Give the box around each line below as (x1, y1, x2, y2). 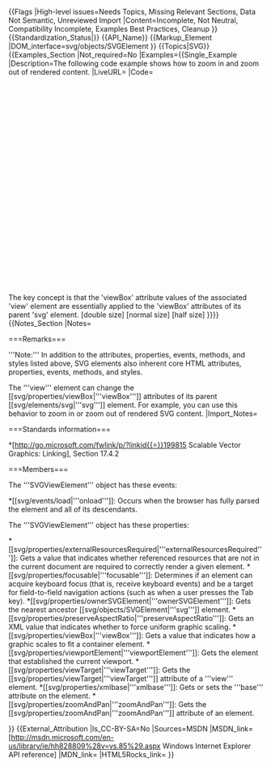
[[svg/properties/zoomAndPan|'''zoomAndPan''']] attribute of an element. (8, 709, 255, 718)
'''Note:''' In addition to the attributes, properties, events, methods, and (8, 350, 245, 359)
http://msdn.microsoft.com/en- (11, 733, 115, 742)
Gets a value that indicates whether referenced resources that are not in (19, 553, 260, 563)
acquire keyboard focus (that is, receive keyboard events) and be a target (8, 579, 253, 589)
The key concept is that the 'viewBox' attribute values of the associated (8, 293, 248, 302)
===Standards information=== (8, 425, 111, 434)
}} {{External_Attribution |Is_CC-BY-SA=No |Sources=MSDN (8, 724, 208, 733)
